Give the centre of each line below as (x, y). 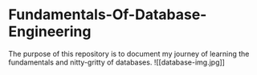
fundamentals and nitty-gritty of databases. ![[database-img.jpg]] (116, 62)
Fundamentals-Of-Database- (108, 15)
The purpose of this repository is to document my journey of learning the (129, 53)
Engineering (50, 32)
